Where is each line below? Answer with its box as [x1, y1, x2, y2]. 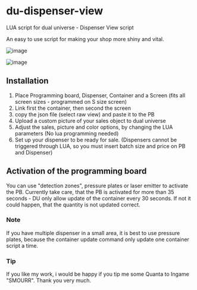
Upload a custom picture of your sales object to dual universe [14, 117, 167, 124]
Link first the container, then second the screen [14, 104, 132, 112]
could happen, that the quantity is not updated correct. [6, 201, 141, 208]
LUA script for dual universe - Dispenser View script [6, 24, 134, 31]
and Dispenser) [14, 149, 53, 156]
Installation [6, 76, 49, 86]
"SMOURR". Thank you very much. [6, 277, 91, 284]
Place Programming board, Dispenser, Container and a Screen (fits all [14, 91, 186, 99]
